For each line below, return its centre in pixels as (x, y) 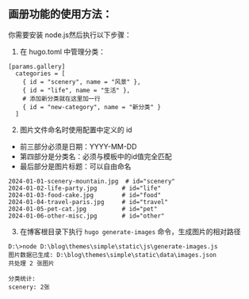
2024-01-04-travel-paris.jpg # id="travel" (88, 202)
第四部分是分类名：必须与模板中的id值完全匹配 (96, 156)
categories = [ (40, 74)
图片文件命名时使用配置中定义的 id (76, 130)
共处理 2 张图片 (31, 263)
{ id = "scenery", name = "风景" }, (82, 81)
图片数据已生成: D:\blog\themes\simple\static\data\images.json (112, 255)
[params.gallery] (37, 66)
